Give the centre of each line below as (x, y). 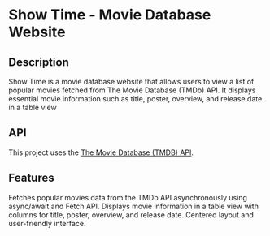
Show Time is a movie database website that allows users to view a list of (131, 82)
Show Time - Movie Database (110, 15)
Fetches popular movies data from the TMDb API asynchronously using (128, 197)
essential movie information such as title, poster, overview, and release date (135, 99)
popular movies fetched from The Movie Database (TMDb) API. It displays (132, 90)
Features (31, 178)
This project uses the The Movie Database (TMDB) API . (101, 152)
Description (39, 62)
